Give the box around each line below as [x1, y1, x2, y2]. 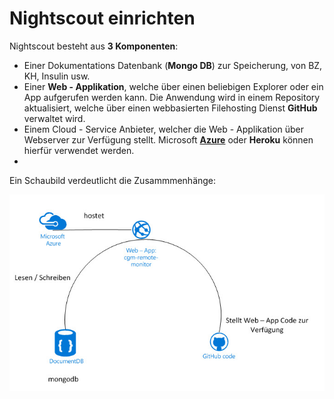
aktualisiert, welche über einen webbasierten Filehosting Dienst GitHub [23, 102, 318, 114]
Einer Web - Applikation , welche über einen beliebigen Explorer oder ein [23, 80, 324, 92]
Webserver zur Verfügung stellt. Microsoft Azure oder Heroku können [23, 133, 314, 146]
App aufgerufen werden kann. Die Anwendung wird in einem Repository [23, 91, 321, 103]
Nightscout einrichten [9, 7, 196, 30]
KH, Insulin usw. [23, 70, 91, 82]
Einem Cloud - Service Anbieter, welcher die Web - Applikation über [23, 123, 305, 135]
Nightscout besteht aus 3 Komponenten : [9, 40, 179, 52]
